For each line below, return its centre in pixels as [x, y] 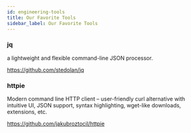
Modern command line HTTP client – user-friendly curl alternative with [96, 99]
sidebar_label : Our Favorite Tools [53, 23]
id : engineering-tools [36, 12]
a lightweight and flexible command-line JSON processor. [80, 58]
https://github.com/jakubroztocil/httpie [56, 123]
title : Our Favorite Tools [41, 18]
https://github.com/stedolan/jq [46, 70]
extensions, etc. [27, 112]
